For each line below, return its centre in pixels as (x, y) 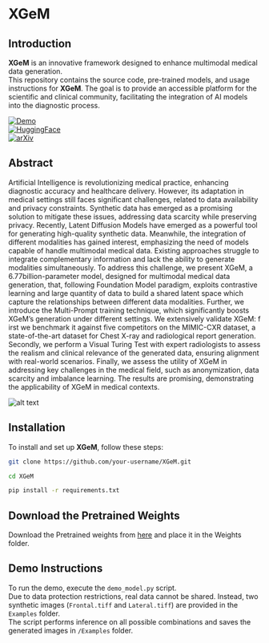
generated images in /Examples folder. (71, 630)
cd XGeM (21, 476)
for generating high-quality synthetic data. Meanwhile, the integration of (127, 233)
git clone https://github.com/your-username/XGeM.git (100, 462)
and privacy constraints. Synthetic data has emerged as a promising (120, 208)
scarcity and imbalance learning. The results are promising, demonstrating (131, 378)
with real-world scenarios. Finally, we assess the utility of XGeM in (118, 361)
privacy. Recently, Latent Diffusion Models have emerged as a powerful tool (133, 224)
